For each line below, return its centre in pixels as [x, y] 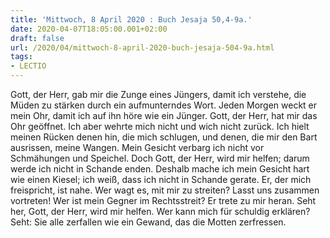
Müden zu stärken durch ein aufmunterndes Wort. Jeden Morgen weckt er [164, 105]
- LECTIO [28, 66]
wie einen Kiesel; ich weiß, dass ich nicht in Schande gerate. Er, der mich [161, 179]
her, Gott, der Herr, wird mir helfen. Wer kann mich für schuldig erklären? [160, 211]
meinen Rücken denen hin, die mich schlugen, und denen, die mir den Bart [164, 137]
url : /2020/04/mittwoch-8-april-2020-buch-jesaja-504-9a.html [142, 47]
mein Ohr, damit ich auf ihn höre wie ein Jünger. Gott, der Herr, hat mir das [164, 115]
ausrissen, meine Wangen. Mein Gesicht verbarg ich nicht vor [137, 147]
